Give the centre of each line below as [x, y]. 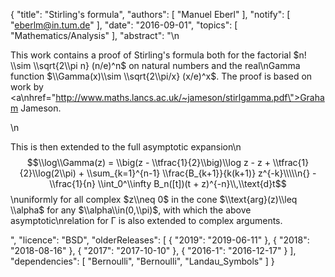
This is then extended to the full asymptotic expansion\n [126, 147]
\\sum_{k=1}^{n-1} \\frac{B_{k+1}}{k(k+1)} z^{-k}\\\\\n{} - [201, 173]
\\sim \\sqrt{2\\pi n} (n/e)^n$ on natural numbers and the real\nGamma [155, 65]
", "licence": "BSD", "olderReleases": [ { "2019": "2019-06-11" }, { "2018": [160, 240]
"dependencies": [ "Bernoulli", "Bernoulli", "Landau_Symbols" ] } [142, 261]
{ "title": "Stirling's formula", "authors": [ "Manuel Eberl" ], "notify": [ [150, 14]
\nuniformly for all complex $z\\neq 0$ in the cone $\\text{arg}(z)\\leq [154, 199]
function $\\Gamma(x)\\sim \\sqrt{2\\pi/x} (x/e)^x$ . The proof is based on [161, 76]
